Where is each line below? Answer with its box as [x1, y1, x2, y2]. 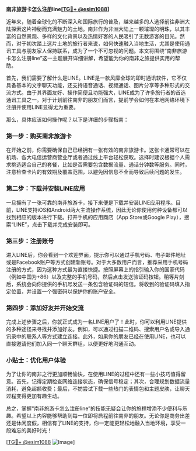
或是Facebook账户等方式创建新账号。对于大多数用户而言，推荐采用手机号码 [6, 259, 188, 266]
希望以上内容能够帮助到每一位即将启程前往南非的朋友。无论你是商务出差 [16, 412, 190, 419]
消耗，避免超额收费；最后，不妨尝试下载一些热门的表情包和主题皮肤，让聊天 [6, 385, 190, 393]
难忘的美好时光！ [10, 427, 52, 434]
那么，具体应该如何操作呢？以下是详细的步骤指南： [6, 116, 129, 123]
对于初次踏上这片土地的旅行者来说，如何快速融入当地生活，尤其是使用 [16, 40, 185, 47]
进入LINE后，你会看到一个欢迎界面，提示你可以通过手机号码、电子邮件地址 [6, 251, 186, 258]
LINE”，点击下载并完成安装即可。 [13, 221, 93, 228]
